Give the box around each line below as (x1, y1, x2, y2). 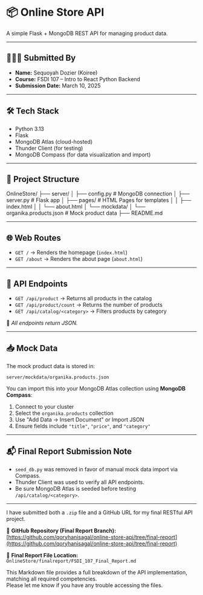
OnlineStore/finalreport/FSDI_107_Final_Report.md (6, 558, 137, 564)
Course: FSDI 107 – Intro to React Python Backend (14, 75, 141, 82)
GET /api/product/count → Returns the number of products (14, 301, 163, 308)
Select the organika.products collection (14, 409, 114, 417)
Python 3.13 (14, 125, 44, 132)
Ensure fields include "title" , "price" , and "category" (14, 422, 151, 429)
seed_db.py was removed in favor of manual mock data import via (14, 465, 178, 472)
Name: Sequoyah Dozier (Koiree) (14, 69, 98, 76)
